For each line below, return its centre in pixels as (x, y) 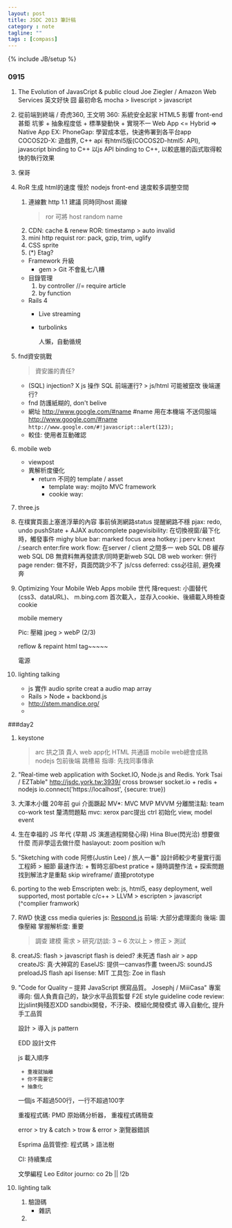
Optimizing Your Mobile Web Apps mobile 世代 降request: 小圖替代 (113, 588)
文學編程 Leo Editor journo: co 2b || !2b (74, 1174)
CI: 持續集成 (35, 1160)
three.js (29, 508)
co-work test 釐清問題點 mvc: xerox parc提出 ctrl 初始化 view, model (115, 812)
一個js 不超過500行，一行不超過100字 (71, 1101)
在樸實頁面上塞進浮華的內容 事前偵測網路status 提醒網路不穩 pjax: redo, (120, 522)
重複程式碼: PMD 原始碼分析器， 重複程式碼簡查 (86, 1115)
